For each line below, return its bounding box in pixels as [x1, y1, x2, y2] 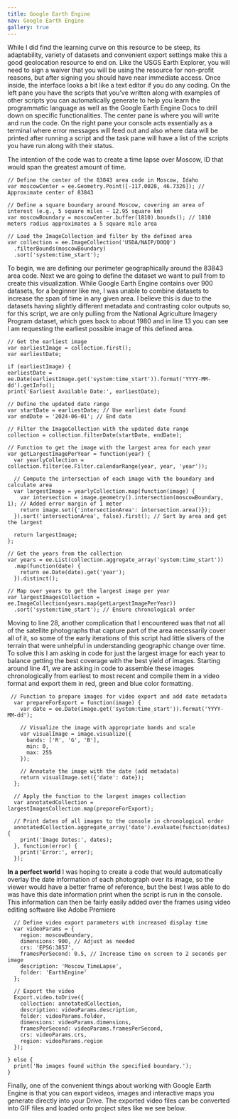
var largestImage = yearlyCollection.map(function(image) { [13, 488, 195, 495]
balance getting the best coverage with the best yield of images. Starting [7, 657, 221, 665]
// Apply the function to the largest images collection [13, 793, 186, 800]
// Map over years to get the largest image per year [7, 588, 171, 595]
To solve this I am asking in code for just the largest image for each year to [7, 649, 226, 657]
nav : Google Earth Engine [7, 17, 84, 24]
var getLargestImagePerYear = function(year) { [7, 450, 151, 458]
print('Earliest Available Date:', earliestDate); [7, 388, 161, 395]
